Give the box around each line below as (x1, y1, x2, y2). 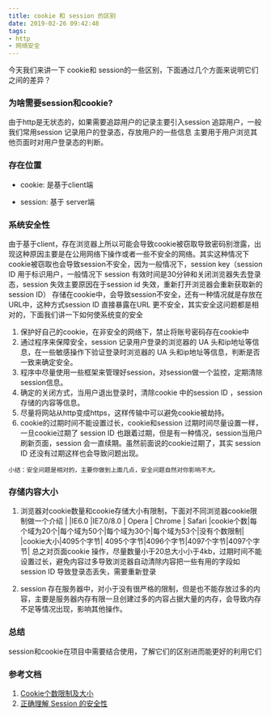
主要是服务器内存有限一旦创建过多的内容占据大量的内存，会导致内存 (34, 594, 261, 604)
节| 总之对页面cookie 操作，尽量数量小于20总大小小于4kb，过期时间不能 (19, 547, 263, 557)
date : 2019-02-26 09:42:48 (8, 19, 100, 28)
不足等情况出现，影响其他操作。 (19, 604, 127, 614)
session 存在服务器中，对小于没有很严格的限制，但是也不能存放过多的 (19, 584, 254, 594)
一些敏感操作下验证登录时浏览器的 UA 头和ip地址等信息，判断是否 (41, 347, 260, 357)
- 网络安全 (8, 42, 40, 50)
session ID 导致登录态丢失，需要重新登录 (19, 567, 156, 577)
